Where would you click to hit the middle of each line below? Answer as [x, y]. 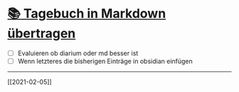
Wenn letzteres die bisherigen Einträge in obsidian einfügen [105, 61]
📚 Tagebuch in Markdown [87, 14]
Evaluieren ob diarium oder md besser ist [78, 53]
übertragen [42, 34]
